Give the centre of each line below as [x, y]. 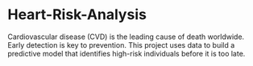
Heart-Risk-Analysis [77, 15]
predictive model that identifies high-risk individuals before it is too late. [126, 53]
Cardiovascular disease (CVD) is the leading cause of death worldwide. [126, 37]
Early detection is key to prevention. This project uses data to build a [121, 45]
